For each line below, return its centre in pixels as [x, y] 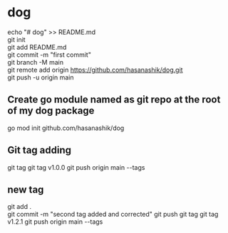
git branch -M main [36, 62]
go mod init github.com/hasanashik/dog [66, 128]
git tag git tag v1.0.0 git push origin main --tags [76, 167]
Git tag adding [40, 150]
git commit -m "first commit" [49, 55]
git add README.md [37, 47]
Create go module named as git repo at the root [114, 100]
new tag [26, 189]
